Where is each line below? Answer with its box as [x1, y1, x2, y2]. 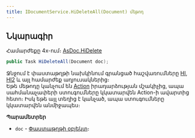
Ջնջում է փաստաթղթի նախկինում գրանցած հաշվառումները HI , [6, 70, 188, 77]
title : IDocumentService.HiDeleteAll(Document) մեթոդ [6, 8, 144, 15]
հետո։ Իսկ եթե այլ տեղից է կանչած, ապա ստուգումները [6, 95, 164, 102]
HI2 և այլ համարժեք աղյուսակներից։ [6, 76, 110, 83]
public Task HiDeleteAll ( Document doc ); [6, 58, 110, 65]
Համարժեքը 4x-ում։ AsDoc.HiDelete [6, 47, 102, 54]
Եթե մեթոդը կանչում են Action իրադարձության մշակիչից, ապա [6, 83, 184, 90]
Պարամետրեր [6, 113, 46, 121]
